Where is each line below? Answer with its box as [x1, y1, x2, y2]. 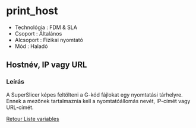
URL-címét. [6, 104, 34, 111]
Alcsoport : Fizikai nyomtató [14, 36, 83, 43]
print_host [6, 4, 58, 18]
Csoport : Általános [14, 30, 62, 37]
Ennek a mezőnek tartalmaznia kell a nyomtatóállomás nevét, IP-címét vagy [6, 97, 191, 104]
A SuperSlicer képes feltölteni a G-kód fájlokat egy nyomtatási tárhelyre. [6, 91, 183, 98]
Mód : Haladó [14, 43, 48, 50]
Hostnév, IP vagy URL [6, 60, 87, 70]
